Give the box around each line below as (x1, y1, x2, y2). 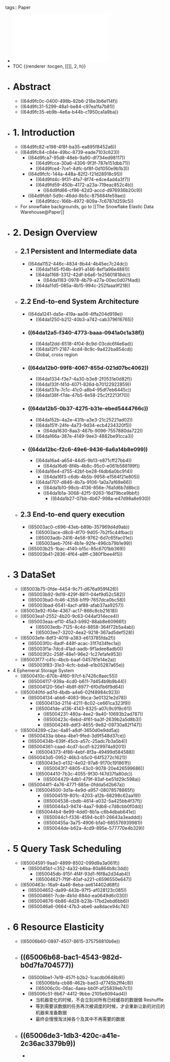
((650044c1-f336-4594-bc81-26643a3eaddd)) (43, 814, 143, 820)
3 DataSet (12, 569, 55, 580)
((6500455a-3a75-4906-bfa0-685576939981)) (43, 820, 143, 826)
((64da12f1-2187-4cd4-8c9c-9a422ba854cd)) (35, 346, 133, 352)
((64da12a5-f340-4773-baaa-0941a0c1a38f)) (27, 329, 145, 336)
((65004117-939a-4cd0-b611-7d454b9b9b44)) (27, 678, 127, 684)
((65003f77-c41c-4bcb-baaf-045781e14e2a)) (20, 656, 116, 662)
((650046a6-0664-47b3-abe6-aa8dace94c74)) (27, 903, 129, 910)
